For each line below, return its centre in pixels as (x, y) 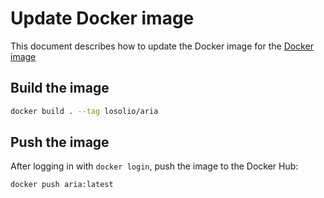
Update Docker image (102, 18)
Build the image (60, 88)
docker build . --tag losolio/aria (84, 111)
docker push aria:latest (62, 185)
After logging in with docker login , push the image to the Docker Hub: (154, 166)
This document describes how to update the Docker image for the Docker (162, 46)
